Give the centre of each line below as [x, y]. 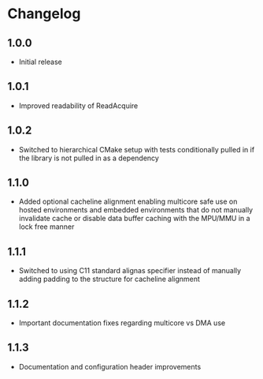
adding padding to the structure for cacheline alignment [109, 279]
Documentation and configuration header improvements [110, 366]
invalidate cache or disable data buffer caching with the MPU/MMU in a [134, 219]
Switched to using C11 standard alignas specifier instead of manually [130, 271]
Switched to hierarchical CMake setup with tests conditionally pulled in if [137, 149]
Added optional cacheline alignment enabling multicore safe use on [128, 201]
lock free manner [46, 227]
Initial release [40, 62]
